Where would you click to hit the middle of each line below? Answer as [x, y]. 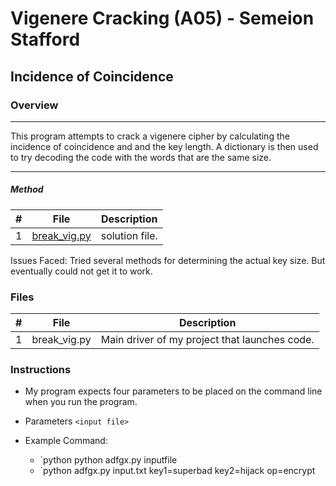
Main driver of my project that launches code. [207, 340]
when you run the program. [81, 402]
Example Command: [66, 441]
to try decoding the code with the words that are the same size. [141, 157]
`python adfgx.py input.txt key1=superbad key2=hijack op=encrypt [177, 471]
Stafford [45, 39]
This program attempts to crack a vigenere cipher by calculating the [150, 136]
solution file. [129, 235]
